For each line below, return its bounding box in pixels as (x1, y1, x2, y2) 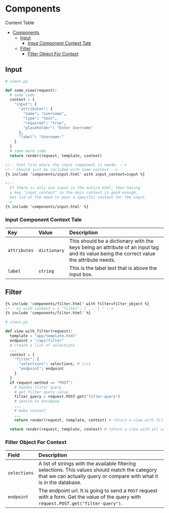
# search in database (14, 399, 59, 404)
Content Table (5, 20, 35, 26)
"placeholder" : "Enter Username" (23, 125, 94, 130)
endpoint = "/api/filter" (10, 338, 64, 343)
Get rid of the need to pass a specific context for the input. (10, 195, 147, 200)
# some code (10, 93, 35, 98)
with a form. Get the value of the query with (38, 493, 141, 500)
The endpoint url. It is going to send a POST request (38, 487, 157, 494)
